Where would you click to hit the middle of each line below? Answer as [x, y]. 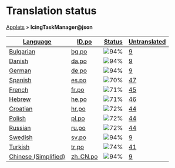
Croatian [21, 109]
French [19, 89]
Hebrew [20, 99]
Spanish [20, 80]
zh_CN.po [85, 156]
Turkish [19, 147]
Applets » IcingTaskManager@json [49, 27]
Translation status [51, 11]
